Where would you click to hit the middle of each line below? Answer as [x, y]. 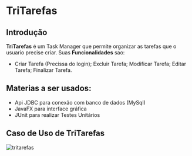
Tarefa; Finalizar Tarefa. [43, 70]
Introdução [27, 32]
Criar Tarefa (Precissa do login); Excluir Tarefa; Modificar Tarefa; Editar [100, 64]
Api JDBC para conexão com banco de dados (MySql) [80, 102]
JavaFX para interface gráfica [50, 109]
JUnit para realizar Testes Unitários [57, 115]
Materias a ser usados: [49, 89]
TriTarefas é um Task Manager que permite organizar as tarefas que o [91, 46]
